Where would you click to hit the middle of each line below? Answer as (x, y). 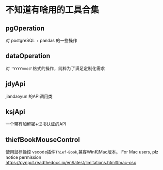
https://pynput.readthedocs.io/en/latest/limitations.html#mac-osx (71, 163)
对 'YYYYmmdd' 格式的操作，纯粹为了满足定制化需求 (55, 68)
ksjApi (16, 112)
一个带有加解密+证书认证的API (36, 124)
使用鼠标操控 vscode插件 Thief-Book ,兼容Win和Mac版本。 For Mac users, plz (82, 152)
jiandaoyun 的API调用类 (29, 96)
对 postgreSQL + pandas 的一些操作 (41, 40)
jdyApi (16, 84)
